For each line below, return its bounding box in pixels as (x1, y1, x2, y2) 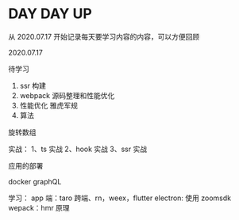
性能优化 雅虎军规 (19, 101, 78, 110)
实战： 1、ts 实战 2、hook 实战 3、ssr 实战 (8, 144, 148, 154)
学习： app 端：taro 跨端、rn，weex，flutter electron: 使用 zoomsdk (8, 193, 232, 203)
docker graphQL (8, 176, 62, 186)
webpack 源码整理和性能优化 (19, 90, 115, 100)
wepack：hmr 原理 (8, 203, 70, 212)
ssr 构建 (19, 81, 46, 90)
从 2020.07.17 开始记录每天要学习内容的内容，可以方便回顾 (8, 32, 200, 41)
